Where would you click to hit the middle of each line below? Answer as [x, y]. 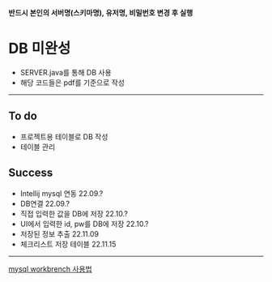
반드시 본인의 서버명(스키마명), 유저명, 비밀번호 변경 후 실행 [101, 13]
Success [31, 173]
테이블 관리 [38, 147]
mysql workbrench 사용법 [50, 269]
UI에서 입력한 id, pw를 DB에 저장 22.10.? [84, 224]
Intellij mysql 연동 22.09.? [62, 193]
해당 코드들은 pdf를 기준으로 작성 [72, 82]
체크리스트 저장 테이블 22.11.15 [68, 244]
